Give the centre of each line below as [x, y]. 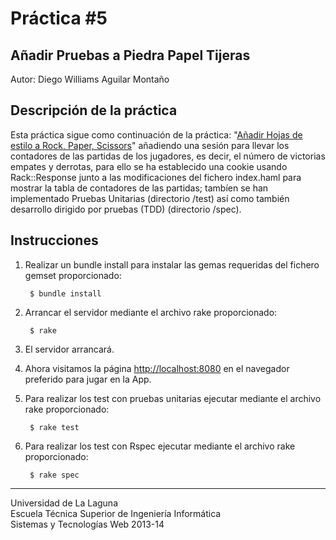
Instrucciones [54, 240]
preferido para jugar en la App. [88, 379]
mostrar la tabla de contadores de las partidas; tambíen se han [139, 188]
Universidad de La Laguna [64, 503]
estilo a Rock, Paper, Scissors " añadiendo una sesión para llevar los [150, 145]
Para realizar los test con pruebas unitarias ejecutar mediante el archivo [173, 398]
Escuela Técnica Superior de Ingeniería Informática [116, 513]
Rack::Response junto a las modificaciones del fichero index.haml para [156, 177]
